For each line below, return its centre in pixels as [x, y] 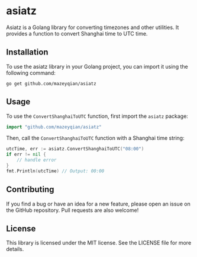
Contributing [30, 190]
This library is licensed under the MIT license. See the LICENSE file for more [99, 243]
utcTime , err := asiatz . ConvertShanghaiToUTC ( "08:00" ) [75, 149]
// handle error [37, 160]
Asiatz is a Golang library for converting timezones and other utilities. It [93, 27]
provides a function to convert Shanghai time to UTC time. [77, 33]
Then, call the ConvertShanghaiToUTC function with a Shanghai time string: [95, 138]
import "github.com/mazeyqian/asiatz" [54, 127]
